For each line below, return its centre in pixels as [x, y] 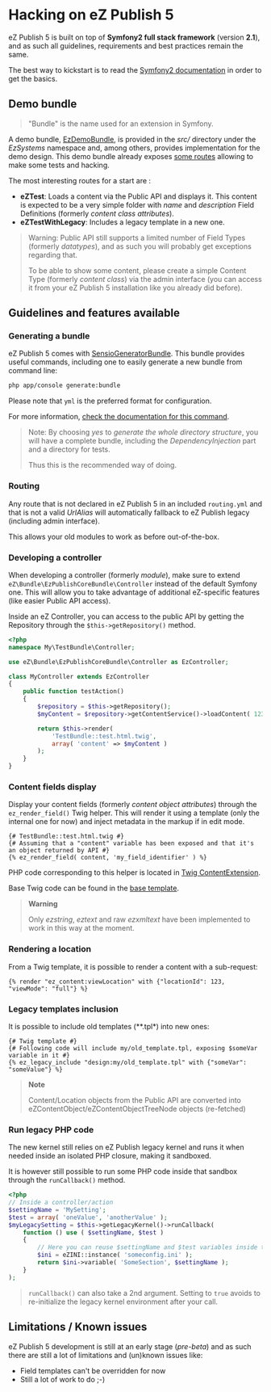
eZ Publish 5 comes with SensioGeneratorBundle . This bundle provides [127, 354]
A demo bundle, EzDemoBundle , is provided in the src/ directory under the [132, 139]
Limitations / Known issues [78, 1327]
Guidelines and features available [94, 313]
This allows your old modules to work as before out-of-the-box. [114, 536]
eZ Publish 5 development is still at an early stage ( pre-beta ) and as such [130, 1346]
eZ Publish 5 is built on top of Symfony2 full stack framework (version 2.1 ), [134, 37]
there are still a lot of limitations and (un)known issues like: [106, 1355]
